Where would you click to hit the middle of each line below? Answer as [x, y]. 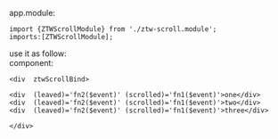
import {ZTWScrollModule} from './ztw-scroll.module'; [113, 29]
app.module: [33, 13]
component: [31, 63]
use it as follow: [38, 53]
